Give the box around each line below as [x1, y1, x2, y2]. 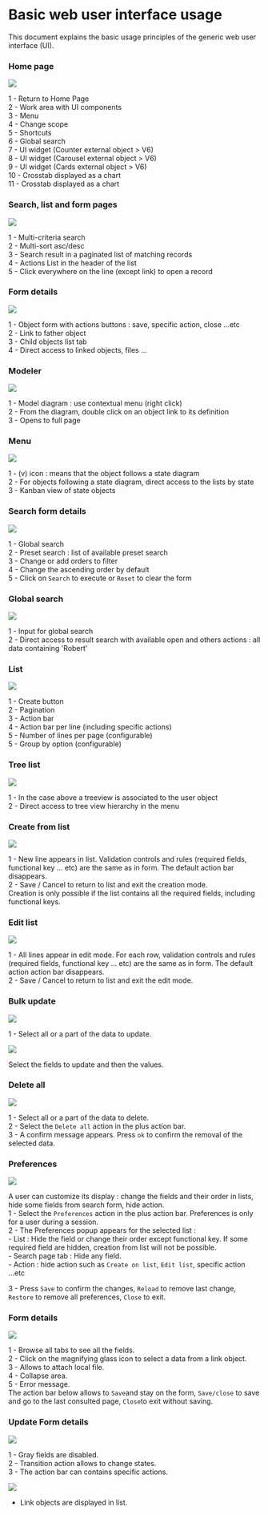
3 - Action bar [8, 713, 54, 723]
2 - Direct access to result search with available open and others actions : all [8, 635, 261, 644]
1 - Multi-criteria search [8, 232, 86, 242]
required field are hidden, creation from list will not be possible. [8, 1242, 217, 1252]
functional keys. [8, 896, 62, 907]
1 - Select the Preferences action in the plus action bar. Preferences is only [8, 1209, 254, 1218]
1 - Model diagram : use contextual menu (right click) [8, 398, 182, 408]
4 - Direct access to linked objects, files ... [8, 345, 148, 354]
